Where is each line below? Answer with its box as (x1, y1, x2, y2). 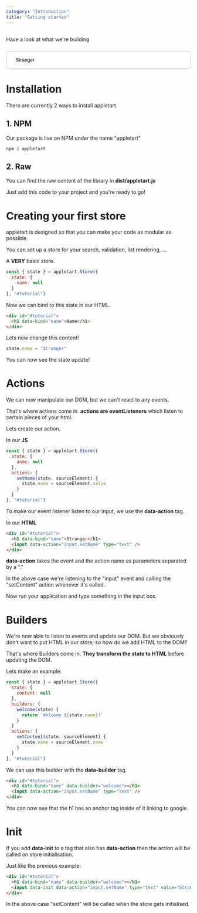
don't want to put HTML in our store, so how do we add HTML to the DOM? (6, 639, 188, 646)
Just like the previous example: (6, 862, 81, 869)
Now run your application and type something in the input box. (6, 592, 157, 599)
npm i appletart (6, 146, 46, 151)
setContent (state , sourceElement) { (16, 734, 107, 740)
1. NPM (6, 119, 32, 129)
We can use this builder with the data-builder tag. (6, 766, 127, 773)
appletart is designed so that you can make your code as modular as (6, 228, 172, 235)
